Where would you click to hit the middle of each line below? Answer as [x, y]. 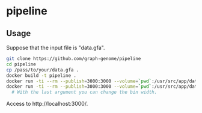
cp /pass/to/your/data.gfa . [43, 70]
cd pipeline [21, 64]
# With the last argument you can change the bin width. [84, 92]
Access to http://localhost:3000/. [47, 104]
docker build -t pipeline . [41, 75]
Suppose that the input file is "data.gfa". [56, 47]
